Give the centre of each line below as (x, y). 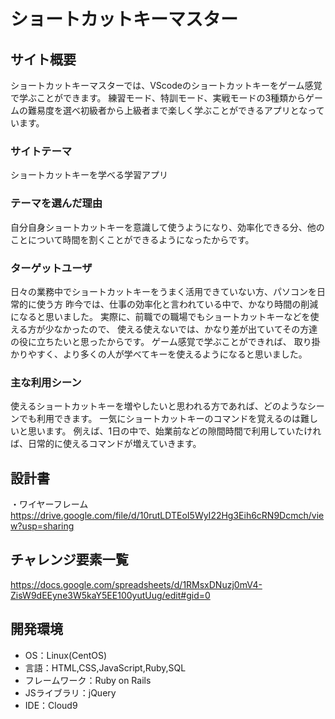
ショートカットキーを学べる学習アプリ (89, 175)
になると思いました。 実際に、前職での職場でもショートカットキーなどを (160, 316)
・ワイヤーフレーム (49, 504)
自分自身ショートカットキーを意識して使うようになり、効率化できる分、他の (167, 227)
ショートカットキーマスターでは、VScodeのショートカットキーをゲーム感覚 (166, 85)
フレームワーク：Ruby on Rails (88, 680)
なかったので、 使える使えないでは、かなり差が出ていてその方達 (185, 329)
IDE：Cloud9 (51, 705)
